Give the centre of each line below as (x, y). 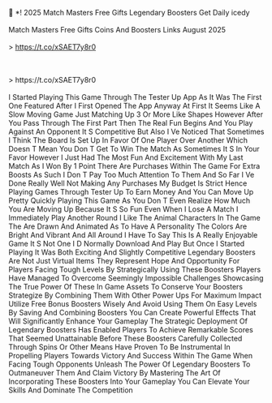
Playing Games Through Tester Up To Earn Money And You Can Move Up (131, 192)
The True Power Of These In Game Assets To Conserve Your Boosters (126, 287)
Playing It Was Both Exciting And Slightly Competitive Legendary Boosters (132, 252)
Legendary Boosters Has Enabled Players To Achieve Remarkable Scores (131, 330)
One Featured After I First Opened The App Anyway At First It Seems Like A (134, 106)
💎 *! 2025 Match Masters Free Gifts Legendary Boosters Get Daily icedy (129, 13)
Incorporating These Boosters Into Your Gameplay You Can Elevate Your (129, 382)
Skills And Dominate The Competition (71, 390)
